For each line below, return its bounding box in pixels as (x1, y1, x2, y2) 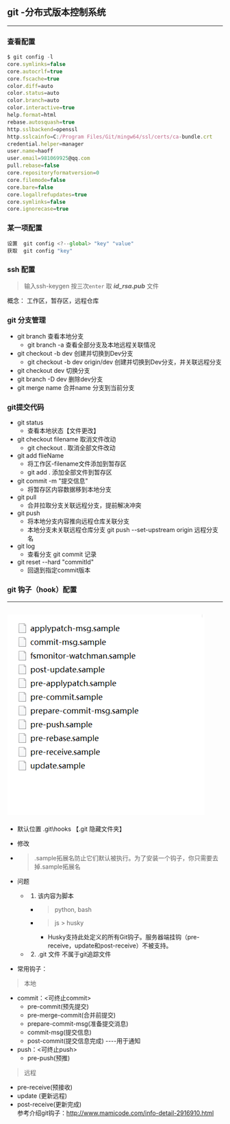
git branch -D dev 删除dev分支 (16, 375, 103, 383)
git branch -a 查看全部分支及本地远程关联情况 (27, 341, 156, 349)
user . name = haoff (7, 148, 53, 154)
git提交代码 (7, 402, 44, 412)
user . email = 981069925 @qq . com (7, 155, 90, 162)
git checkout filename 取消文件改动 (16, 435, 116, 444)
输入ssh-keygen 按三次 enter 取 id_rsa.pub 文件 (23, 282, 159, 290)
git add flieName (16, 452, 64, 460)
